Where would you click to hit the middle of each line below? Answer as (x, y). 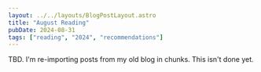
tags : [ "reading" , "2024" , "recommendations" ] (86, 37)
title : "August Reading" (49, 23)
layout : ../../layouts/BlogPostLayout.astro (82, 15)
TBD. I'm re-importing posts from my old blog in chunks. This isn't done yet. (131, 59)
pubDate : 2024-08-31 (42, 30)
